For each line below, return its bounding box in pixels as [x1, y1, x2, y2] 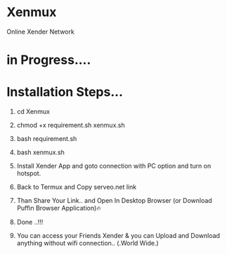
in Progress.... [6, 52, 91, 68]
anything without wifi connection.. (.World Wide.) [16, 239, 159, 248]
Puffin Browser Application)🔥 [16, 204, 101, 213]
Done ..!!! [16, 218, 44, 227]
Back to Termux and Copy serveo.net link [16, 183, 137, 192]
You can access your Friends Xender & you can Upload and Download [16, 232, 221, 240]
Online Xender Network [6, 27, 74, 36]
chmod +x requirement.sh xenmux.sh [16, 121, 125, 130]
